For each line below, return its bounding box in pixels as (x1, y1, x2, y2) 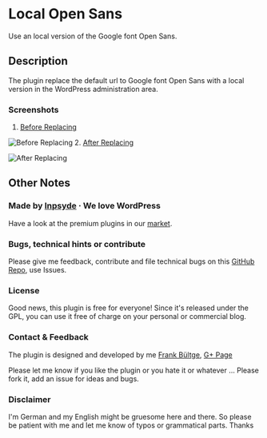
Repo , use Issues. (8, 265, 67, 275)
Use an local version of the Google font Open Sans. (8, 31, 177, 41)
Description (8, 54, 68, 68)
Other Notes (8, 177, 70, 190)
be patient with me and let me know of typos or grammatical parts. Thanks (8, 420, 254, 430)
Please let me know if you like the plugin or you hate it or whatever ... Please (8, 365, 260, 375)
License (8, 285, 40, 296)
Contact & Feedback (8, 332, 90, 343)
